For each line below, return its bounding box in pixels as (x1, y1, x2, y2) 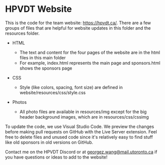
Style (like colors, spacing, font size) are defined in (19, 84, 123, 90)
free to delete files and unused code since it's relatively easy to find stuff (5, 134, 153, 140)
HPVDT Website (5, 3, 72, 15)
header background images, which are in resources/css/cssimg (19, 114, 149, 120)
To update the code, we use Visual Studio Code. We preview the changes (5, 124, 154, 129)
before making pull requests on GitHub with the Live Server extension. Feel (5, 128, 157, 134)
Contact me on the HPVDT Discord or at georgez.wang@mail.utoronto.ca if (5, 149, 158, 155)
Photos (12, 99, 27, 105)
